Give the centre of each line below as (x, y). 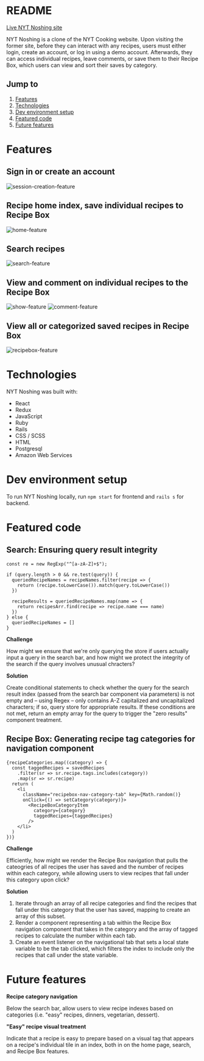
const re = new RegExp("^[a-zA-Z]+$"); (57, 564)
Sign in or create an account (61, 172)
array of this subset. (40, 916)
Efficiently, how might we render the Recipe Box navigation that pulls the (97, 860)
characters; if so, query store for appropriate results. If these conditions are (101, 707)
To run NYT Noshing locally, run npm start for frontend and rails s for (95, 496)
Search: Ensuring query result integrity (82, 550)
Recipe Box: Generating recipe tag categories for (101, 739)
